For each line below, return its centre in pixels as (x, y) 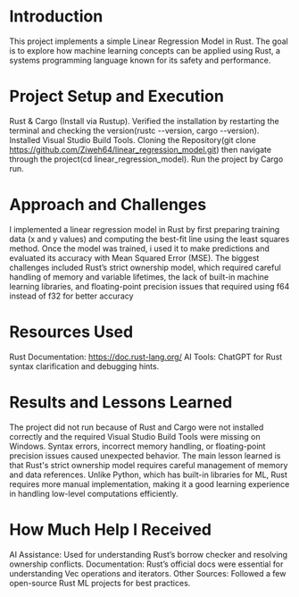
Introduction (56, 17)
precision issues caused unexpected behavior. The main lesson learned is (145, 455)
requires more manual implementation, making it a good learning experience (149, 483)
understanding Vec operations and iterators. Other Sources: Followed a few (148, 573)
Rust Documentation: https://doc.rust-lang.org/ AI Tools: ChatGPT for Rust (146, 357)
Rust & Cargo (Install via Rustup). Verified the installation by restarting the (144, 121)
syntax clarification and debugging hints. (84, 366)
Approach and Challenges (108, 205)
